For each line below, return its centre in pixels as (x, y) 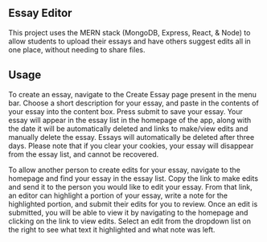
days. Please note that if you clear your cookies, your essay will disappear (131, 146)
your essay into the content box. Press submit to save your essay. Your (126, 111)
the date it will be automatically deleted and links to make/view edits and (128, 129)
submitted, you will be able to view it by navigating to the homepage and (128, 212)
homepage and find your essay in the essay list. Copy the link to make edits (133, 178)
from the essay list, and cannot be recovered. (84, 154)
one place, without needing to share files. (77, 49)
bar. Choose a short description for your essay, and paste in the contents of (133, 103)
